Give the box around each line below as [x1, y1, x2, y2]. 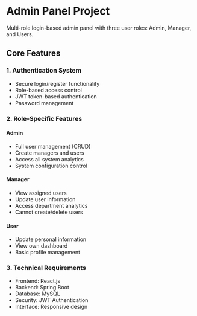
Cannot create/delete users [14, 208, 83, 216]
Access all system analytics [14, 155, 84, 163]
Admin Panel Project [6, 4, 110, 18]
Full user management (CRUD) [14, 143, 91, 150]
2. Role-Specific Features [6, 114, 83, 123]
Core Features [6, 48, 61, 59]
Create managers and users [14, 149, 84, 156]
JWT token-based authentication [14, 92, 98, 100]
